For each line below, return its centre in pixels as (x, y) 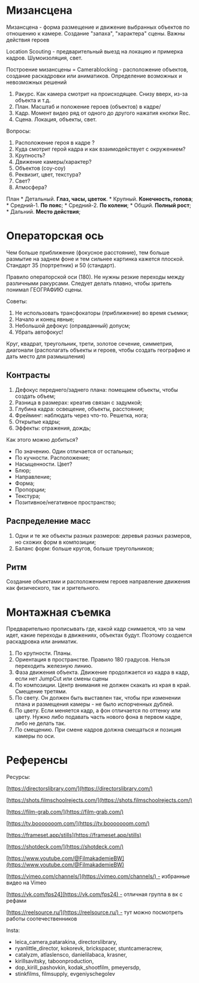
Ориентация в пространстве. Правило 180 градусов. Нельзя (92, 660)
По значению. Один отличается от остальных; (74, 451)
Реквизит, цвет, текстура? (48, 174)
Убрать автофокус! (39, 332)
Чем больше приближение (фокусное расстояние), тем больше (88, 252)
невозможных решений (37, 82)
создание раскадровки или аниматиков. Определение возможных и (94, 76)
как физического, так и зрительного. (53, 588)
